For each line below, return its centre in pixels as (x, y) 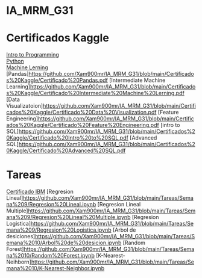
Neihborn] (19, 262)
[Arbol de (124, 230)
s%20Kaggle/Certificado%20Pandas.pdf (57, 80)
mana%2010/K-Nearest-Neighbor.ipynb (55, 268)
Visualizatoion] (25, 106)
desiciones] (21, 236)
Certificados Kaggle (58, 38)
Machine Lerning (27, 67)
